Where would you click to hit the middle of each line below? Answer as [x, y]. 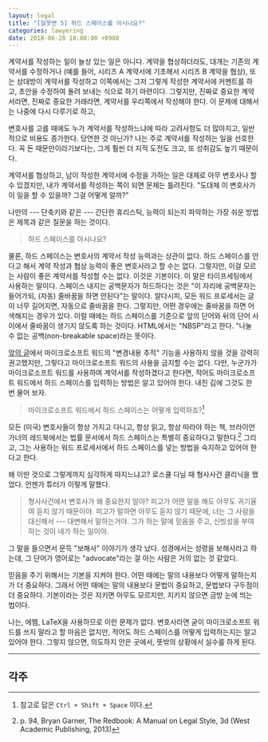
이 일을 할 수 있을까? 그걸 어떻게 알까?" [69, 195]
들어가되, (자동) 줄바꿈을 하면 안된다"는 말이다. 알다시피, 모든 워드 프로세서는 [127, 296]
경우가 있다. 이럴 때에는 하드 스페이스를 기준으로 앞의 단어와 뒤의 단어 [143, 316]
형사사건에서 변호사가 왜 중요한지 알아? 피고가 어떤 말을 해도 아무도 [132, 501]
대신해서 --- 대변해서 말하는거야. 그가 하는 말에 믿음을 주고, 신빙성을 [134, 521]
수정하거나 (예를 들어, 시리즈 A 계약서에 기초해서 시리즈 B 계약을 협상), [138, 72]
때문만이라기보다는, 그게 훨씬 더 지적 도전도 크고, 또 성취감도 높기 [136, 148]
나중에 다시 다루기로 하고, [56, 112]
